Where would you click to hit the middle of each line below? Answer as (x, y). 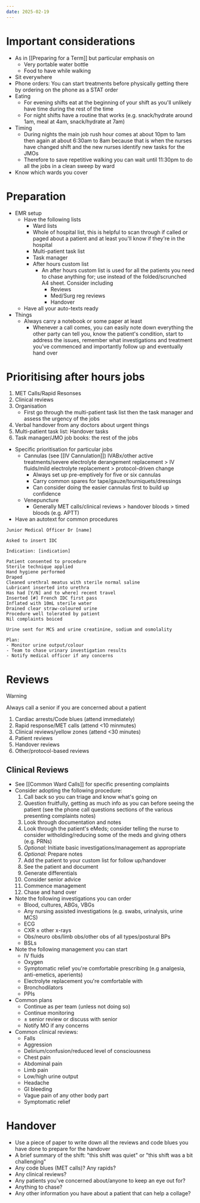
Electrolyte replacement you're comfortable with (83, 981)
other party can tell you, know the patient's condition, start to (108, 334)
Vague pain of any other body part (66, 1095)
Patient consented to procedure (46, 562)
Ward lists (45, 225)
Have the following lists (53, 219)
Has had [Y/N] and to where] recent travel (61, 593)
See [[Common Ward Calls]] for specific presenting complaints (92, 784)
